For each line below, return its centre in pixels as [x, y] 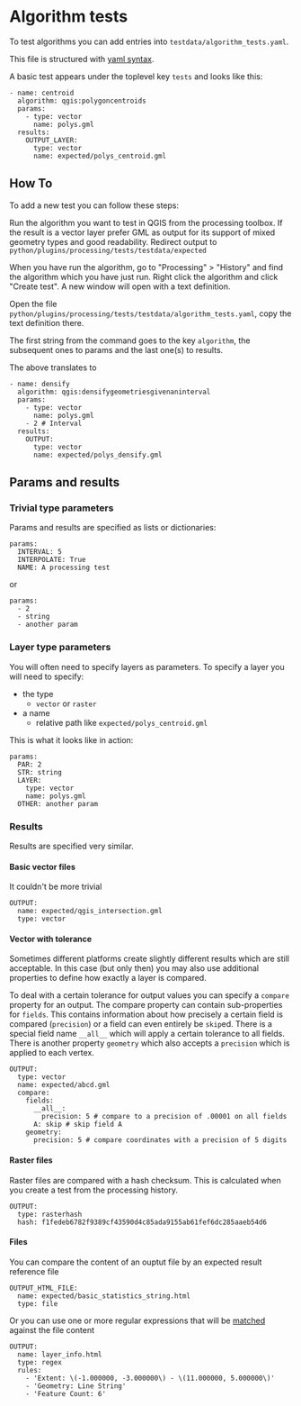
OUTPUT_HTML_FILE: [44, 1288]
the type [38, 694]
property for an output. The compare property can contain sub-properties [146, 1005]
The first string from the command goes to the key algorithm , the [130, 340]
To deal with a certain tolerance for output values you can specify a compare [150, 995]
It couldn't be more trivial [56, 887]
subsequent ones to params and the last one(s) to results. [116, 349]
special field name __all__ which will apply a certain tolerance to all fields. [147, 1034]
